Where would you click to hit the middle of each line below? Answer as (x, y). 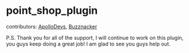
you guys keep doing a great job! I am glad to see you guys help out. (88, 44)
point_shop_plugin (52, 11)
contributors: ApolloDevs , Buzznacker (52, 26)
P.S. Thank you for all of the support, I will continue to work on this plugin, (95, 37)
